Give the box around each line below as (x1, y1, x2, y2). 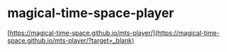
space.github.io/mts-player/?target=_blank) (7, 36, 135, 44)
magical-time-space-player (7, 5, 175, 21)
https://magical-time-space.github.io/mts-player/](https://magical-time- (9, 28, 220, 37)
